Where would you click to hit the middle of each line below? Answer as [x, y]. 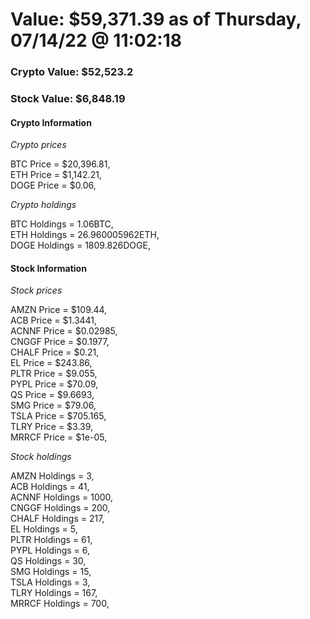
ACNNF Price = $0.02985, [64, 331]
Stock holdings [41, 457]
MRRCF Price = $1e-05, [59, 437]
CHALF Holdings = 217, [57, 519]
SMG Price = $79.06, [53, 405]
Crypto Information [51, 122]
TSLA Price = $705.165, [58, 416]
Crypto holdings [43, 205]
